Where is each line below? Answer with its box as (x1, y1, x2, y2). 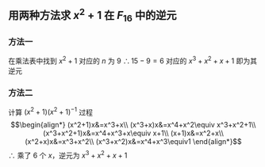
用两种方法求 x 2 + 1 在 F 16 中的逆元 (8, 6, 177, 25)
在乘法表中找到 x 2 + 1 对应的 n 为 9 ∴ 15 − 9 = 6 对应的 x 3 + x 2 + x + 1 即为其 (8, 55, 258, 66)
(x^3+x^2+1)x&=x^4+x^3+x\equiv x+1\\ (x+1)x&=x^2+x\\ (43, 128, 224, 138)
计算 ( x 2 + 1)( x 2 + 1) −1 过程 (8, 106, 94, 117)
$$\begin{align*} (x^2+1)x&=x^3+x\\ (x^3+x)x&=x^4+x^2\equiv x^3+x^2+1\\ (10, 120, 256, 130)
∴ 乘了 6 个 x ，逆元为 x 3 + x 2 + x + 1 (8, 150, 128, 161)
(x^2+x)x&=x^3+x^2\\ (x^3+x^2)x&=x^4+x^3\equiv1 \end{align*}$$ (25, 137, 242, 146)
